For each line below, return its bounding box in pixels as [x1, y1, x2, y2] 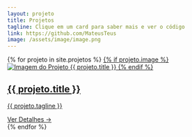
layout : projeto [7, 10, 54, 17]
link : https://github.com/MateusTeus [7, 29, 117, 37]
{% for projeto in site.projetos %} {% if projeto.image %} [7, 55, 169, 64]
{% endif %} [118, 63, 154, 71]
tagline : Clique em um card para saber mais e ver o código [7, 23, 186, 30]
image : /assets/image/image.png [7, 36, 101, 43]
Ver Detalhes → [7, 115, 52, 123]
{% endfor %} [7, 122, 47, 131]
